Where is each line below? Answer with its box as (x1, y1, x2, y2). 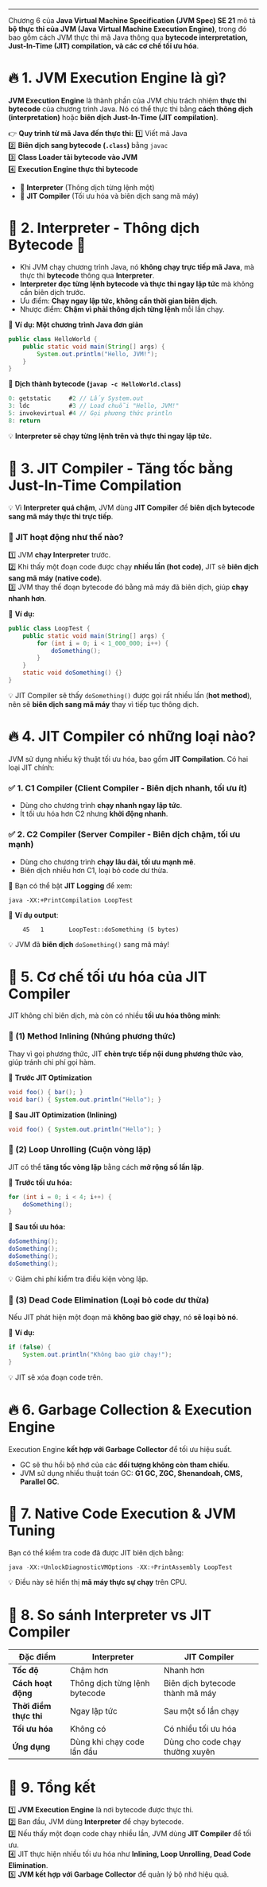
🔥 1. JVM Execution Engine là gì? (8, 69, 226, 87)
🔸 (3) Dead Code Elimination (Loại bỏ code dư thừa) (8, 1294, 210, 1305)
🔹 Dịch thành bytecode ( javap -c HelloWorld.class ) (8, 379, 181, 389)
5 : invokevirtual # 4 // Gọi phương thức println (8, 410, 172, 417)
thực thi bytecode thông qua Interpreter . (19, 270, 155, 280)
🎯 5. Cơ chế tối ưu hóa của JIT (8, 968, 207, 986)
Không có (70, 1723, 106, 1734)
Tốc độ (12, 1665, 39, 1676)
